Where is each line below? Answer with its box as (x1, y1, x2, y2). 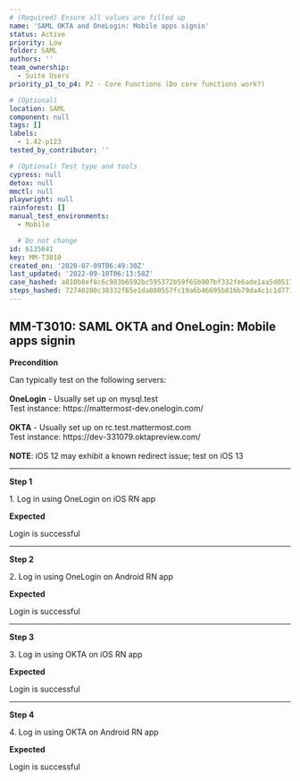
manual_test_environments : (9, 212, 110, 221)
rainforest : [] (9, 203, 66, 213)
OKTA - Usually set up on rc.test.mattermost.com (9, 421, 192, 432)
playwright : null (9, 195, 74, 204)
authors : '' (9, 55, 54, 64)
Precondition (9, 357, 59, 368)
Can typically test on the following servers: (9, 374, 167, 385)
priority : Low (9, 38, 62, 47)
